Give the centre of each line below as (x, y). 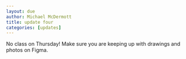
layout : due (20, 11)
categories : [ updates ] (34, 27)
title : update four (30, 22)
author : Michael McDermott (39, 17)
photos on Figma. (27, 50)
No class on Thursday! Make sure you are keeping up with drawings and (93, 44)
